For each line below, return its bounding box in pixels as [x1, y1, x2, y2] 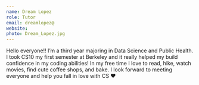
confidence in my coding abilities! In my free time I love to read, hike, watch [6, 60, 192, 67]
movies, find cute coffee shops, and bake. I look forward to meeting [6, 66, 173, 73]
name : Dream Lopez [6, 8, 52, 15]
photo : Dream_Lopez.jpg [6, 31, 66, 37]
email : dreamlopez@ [6, 20, 55, 26]
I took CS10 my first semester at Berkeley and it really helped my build [6, 53, 178, 61]
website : [6, 25, 28, 32]
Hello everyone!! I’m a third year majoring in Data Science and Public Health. [6, 47, 194, 54]
